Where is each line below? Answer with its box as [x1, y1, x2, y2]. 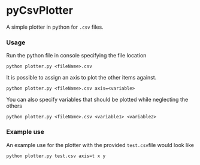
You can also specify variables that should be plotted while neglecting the [6, 96, 189, 103]
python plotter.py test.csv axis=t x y [6, 153, 106, 159]
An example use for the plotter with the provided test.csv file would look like [6, 141, 195, 148]
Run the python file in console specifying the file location [6, 52, 147, 59]
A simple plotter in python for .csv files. [6, 23, 104, 30]
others [6, 102, 23, 109]
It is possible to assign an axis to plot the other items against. [6, 74, 157, 81]
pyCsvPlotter [6, 4, 74, 17]
